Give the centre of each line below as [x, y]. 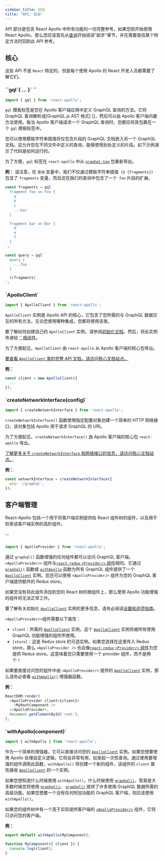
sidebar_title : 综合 [25, 10]
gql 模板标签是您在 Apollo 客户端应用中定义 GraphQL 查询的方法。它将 [76, 110]
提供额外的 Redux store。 [39, 581]
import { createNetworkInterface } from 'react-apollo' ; [64, 410]
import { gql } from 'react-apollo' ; [43, 100]
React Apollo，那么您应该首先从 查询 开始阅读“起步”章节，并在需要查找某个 [80, 35]
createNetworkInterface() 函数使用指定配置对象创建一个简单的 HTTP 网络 [80, 420]
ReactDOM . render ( [23, 696]
